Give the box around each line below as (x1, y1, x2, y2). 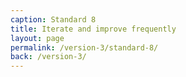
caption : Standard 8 (10, 14, 97, 25)
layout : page (10, 33, 65, 43)
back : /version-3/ (10, 52, 87, 62)
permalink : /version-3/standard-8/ (10, 42, 159, 53)
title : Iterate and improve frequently (10, 24, 177, 34)
